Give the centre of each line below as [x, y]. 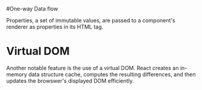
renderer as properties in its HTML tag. [55, 27]
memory [17, 74]
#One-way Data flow [32, 9]
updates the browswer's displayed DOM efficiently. [70, 80]
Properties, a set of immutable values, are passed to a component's [91, 20]
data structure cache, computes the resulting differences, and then [112, 74]
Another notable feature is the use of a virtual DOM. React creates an [93, 68]
